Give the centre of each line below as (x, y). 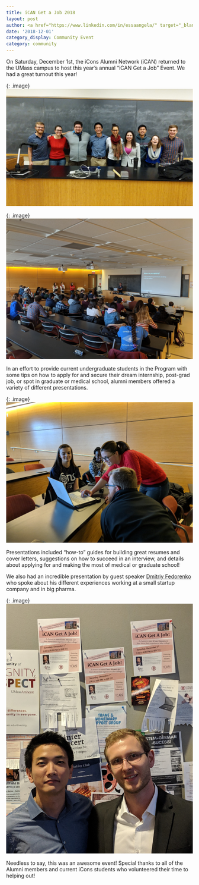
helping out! (21, 875)
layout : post (22, 19)
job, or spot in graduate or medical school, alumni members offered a (91, 381)
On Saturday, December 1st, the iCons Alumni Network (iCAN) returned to (96, 62)
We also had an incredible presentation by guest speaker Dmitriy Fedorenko (99, 576)
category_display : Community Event (50, 38)
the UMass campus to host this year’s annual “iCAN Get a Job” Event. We (96, 68)
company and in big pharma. (41, 589)
